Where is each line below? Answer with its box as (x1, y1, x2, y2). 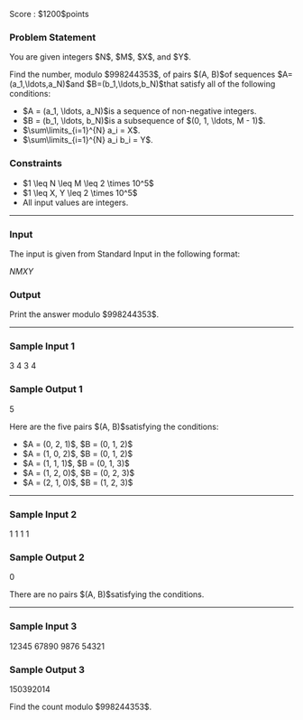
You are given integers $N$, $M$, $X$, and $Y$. (9, 51, 192, 62)
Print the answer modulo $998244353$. (9, 309, 160, 320)
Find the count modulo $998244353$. (9, 701, 152, 712)
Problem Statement (9, 31, 96, 43)
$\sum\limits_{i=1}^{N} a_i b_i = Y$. (22, 135, 153, 145)
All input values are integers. (22, 197, 129, 208)
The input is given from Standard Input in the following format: (9, 248, 241, 259)
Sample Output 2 (9, 551, 85, 564)
